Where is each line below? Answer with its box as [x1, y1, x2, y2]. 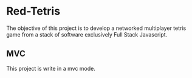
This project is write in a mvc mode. [6, 65, 96, 72]
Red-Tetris [6, 4, 61, 18]
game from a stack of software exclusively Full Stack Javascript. [6, 30, 168, 38]
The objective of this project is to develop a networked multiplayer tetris [6, 24, 187, 32]
